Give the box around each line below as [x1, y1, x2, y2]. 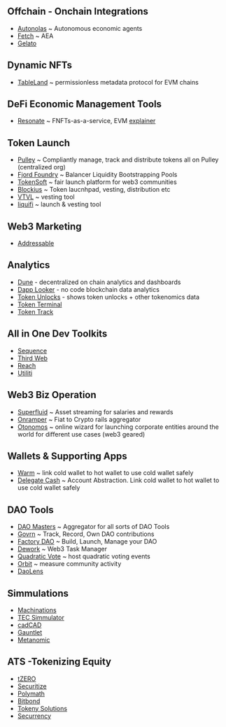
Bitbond [17, 696, 41, 705]
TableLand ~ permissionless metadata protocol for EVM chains [17, 78, 199, 86]
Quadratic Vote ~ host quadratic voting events [17, 552, 150, 560]
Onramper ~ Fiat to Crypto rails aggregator [17, 415, 141, 423]
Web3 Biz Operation [7, 389, 97, 401]
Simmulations [7, 587, 69, 599]
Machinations [17, 605, 57, 614]
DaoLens [17, 567, 43, 576]
